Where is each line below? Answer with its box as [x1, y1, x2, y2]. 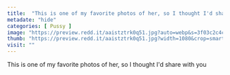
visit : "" [7, 42, 36, 48]
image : [7, 29, 26, 36]
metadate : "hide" [7, 16, 57, 23]
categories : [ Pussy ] [7, 22, 72, 29]
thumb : [7, 35, 26, 42]
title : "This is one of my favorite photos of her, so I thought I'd [7, 10, 213, 17]
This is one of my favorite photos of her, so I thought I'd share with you [7, 61, 207, 68]
